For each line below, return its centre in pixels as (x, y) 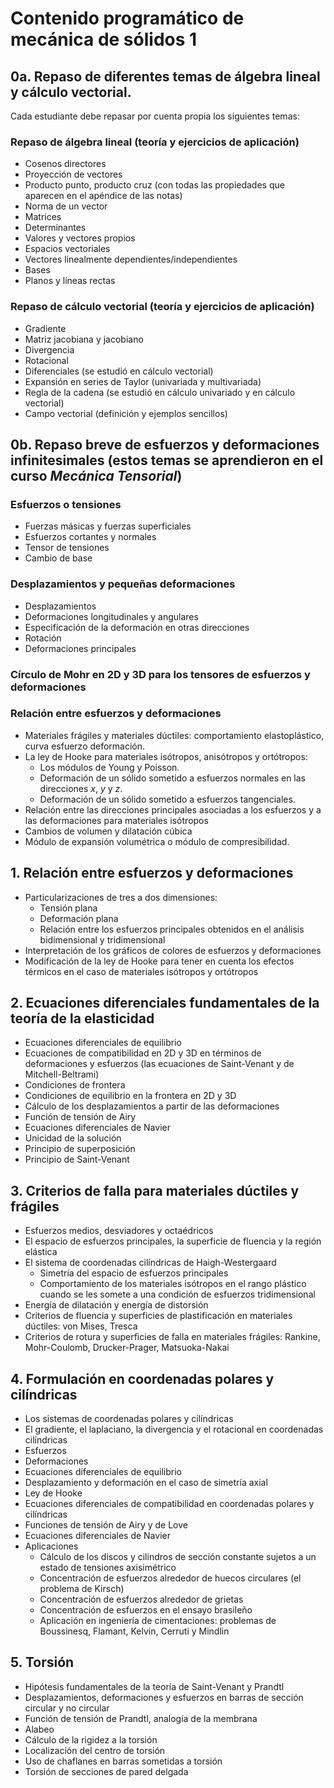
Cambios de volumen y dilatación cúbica (108, 831)
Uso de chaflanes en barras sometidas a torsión (123, 1761)
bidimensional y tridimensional (102, 939)
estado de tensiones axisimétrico (108, 1568)
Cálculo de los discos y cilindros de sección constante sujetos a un (178, 1557)
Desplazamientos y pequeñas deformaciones (123, 584)
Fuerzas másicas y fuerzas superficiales (108, 526)
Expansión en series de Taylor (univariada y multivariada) (143, 381)
